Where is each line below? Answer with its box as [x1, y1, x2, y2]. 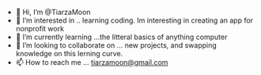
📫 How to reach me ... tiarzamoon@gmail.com [15, 58, 168, 66]
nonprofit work [15, 24, 65, 33]
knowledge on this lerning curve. [15, 49, 123, 58]
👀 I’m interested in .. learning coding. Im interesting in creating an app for [15, 16, 254, 25]
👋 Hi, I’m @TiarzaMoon [15, 8, 91, 16]
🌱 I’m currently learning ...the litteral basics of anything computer [15, 32, 228, 41]
